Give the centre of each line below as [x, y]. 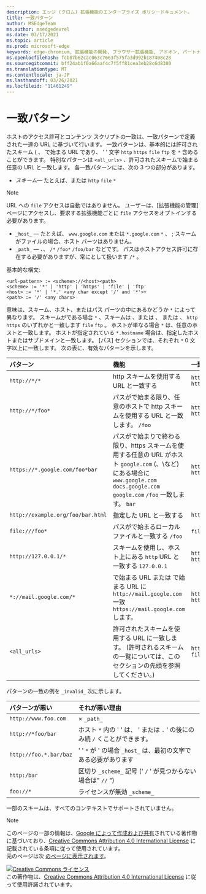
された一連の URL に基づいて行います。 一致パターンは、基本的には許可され [102, 144]
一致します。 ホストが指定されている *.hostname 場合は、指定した [105, 333]
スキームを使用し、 [140, 547]
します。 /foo [132, 425]
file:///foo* [29, 531]
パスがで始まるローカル [147, 526]
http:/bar [24, 775]
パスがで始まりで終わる [147, 436]
